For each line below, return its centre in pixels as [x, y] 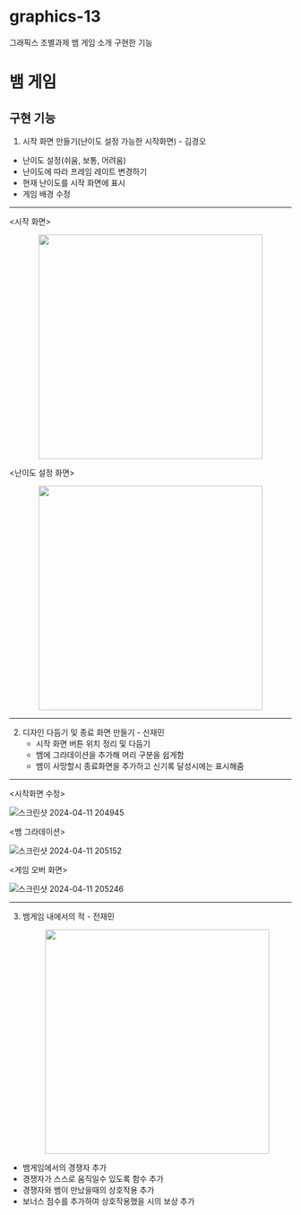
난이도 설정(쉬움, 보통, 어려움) [74, 160]
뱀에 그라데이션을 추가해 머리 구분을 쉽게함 [110, 755]
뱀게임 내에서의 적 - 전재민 [68, 916]
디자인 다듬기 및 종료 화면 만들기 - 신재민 [93, 732]
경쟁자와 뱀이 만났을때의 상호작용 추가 [88, 1190]
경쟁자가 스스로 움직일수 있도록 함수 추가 [93, 1178]
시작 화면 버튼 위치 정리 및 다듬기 [93, 743]
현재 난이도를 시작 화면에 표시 [73, 182]
